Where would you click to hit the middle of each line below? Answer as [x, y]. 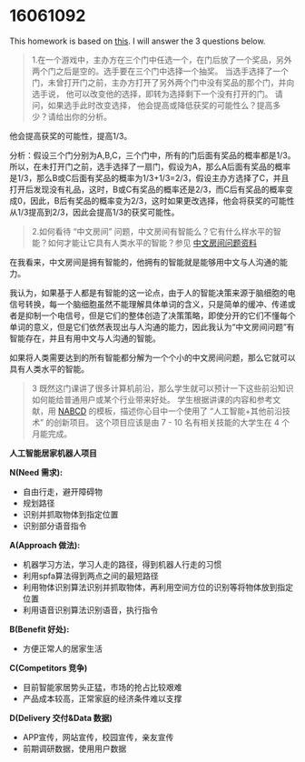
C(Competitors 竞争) [49, 667]
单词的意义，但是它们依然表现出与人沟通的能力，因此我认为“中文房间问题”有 [152, 326]
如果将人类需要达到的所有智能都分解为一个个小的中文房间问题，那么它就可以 [152, 357]
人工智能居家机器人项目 [53, 453]
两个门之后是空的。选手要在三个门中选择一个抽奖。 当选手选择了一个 [160, 71]
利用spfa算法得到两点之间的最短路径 [90, 576]
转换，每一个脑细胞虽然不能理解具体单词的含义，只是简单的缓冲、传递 [156, 304]
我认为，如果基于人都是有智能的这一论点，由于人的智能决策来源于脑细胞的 [148, 293]
